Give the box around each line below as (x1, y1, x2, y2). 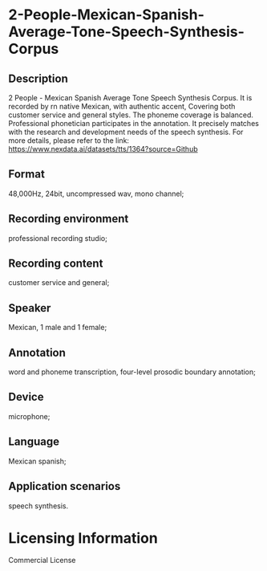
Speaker (8, 301, 51, 315)
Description (8, 71, 68, 85)
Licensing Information (8, 528, 158, 547)
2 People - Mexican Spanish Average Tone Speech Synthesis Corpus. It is (8, 93, 253, 102)
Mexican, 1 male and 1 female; (8, 323, 107, 332)
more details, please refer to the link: (8, 136, 130, 145)
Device (8, 390, 44, 404)
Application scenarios (8, 479, 121, 493)
